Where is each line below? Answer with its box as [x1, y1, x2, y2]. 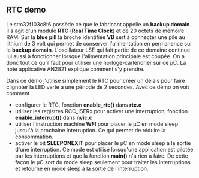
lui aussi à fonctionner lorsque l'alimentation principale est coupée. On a [6, 52, 185, 59]
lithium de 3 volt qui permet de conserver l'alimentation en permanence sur [6, 40, 193, 47]
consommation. [14, 133, 54, 140]
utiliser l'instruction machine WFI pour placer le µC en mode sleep [14, 120, 179, 128]
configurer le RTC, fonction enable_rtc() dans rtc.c [14, 101, 142, 108]
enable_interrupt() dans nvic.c [14, 114, 93, 121]
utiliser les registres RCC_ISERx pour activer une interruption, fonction [14, 107, 188, 114]
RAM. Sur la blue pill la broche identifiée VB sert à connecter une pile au [6, 33, 186, 41]
